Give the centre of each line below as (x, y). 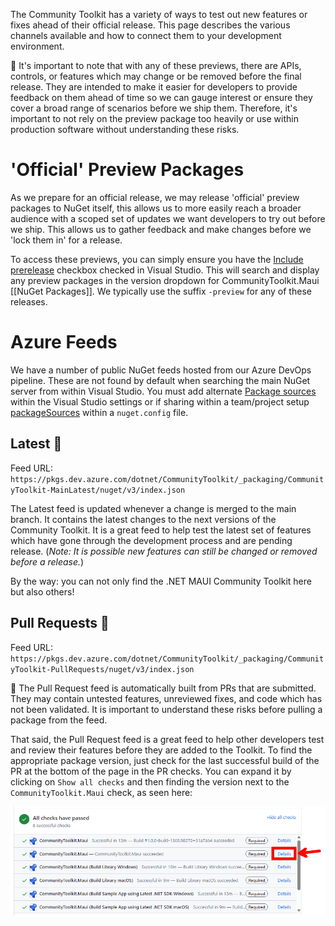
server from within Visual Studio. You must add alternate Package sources (163, 391)
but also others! (42, 591)
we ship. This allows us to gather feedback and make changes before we (161, 229)
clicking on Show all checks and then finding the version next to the (150, 781)
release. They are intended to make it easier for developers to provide (154, 87)
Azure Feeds (64, 342)
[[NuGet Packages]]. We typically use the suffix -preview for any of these (161, 291)
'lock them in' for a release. (66, 240)
